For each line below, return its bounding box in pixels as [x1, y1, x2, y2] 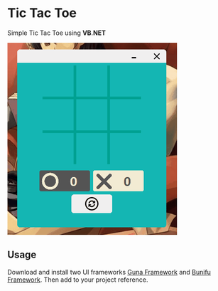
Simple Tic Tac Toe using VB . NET [7, 28, 107, 37]
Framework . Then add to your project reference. [7, 275, 148, 284]
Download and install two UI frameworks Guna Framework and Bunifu [7, 268, 212, 276]
